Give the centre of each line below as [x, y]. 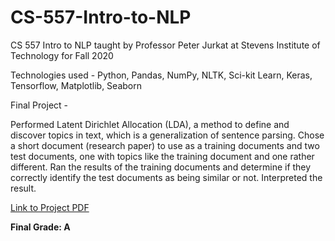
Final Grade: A [40, 227]
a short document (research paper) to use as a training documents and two [165, 145]
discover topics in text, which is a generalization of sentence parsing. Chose [167, 135]
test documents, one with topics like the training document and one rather [162, 156]
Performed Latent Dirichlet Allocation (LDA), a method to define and [150, 124]
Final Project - [39, 105]
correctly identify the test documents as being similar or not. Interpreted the [166, 177]
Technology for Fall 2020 [62, 55]
